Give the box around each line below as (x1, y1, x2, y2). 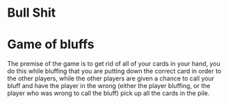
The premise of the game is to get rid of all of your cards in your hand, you (7, 60, 220, 68)
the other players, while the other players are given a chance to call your (7, 74, 215, 83)
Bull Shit (7, 5, 56, 21)
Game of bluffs (7, 37, 95, 53)
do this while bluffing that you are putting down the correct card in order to (7, 67, 222, 76)
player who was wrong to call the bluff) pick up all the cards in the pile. (7, 89, 210, 98)
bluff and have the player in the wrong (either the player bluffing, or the (7, 82, 211, 90)
